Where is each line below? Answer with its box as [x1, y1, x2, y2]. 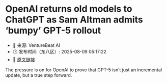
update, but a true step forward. [5, 72, 72, 78]
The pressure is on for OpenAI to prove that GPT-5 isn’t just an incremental [5, 67, 162, 73]
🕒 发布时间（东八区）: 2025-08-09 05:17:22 [12, 48, 107, 54]
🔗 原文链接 [12, 57, 35, 63]
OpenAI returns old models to [5, 3, 132, 15]
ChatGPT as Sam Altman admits [5, 14, 144, 25]
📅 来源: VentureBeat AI [12, 42, 60, 48]
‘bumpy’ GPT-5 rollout [5, 25, 101, 36]
